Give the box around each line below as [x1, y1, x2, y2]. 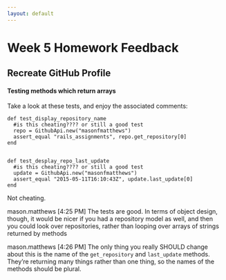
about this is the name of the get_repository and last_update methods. [7, 250, 211, 259]
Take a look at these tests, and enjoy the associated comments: [7, 102, 188, 111]
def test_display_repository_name [7, 115, 107, 122]
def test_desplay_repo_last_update [7, 158, 110, 165]
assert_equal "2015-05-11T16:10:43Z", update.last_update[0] [13, 176, 194, 183]
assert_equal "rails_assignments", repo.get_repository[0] [13, 133, 187, 140]
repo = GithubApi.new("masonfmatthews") [13, 127, 131, 135]
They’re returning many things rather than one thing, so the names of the [7, 257, 215, 266]
